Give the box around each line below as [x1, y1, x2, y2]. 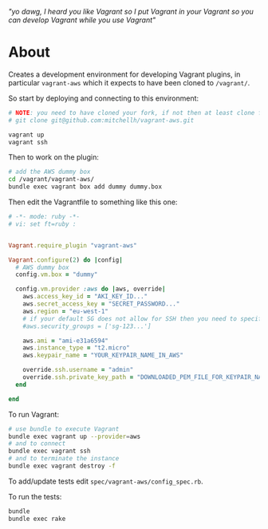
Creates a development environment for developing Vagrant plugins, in [8, 69, 241, 79]
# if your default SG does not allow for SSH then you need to [22, 314, 238, 322]
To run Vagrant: [8, 409, 60, 419]
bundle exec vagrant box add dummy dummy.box [8, 183, 162, 191]
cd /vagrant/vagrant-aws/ [8, 176, 94, 184]
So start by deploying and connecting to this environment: [8, 93, 199, 103]
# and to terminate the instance [8, 455, 120, 463]
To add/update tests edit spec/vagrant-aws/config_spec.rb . [8, 476, 203, 486]
